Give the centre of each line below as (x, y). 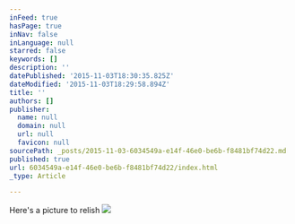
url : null (35, 134)
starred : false (38, 51)
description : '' (39, 68)
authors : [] (31, 101)
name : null (38, 117)
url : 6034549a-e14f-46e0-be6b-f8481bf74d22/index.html (114, 168)
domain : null (42, 126)
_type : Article (38, 176)
